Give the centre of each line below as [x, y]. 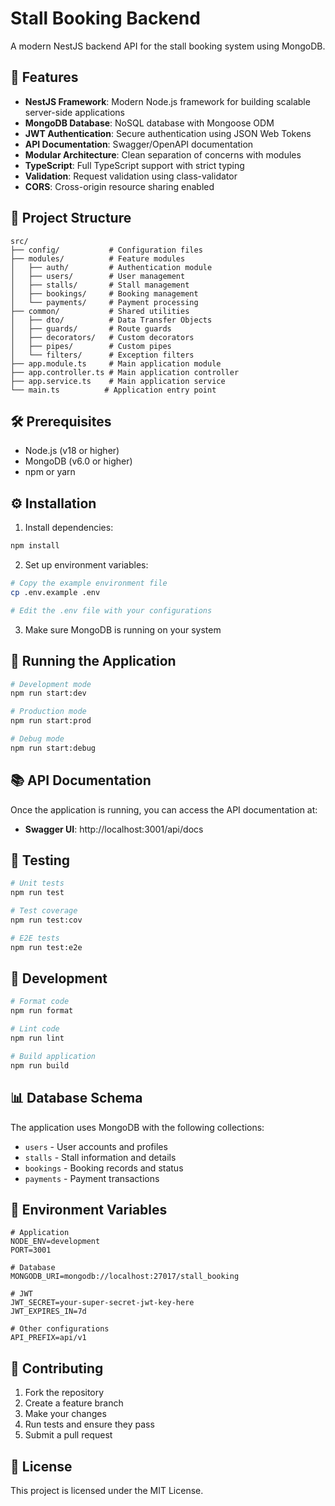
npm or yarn [50, 472]
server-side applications [75, 112]
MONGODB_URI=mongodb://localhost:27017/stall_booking [125, 1277]
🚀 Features [44, 77]
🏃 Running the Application [93, 661]
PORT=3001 [31, 1250]
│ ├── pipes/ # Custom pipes [91, 346]
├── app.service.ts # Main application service [118, 381]
